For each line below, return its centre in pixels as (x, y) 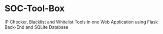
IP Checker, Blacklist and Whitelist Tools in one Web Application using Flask (81, 22)
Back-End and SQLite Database (36, 27)
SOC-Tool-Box (35, 8)
